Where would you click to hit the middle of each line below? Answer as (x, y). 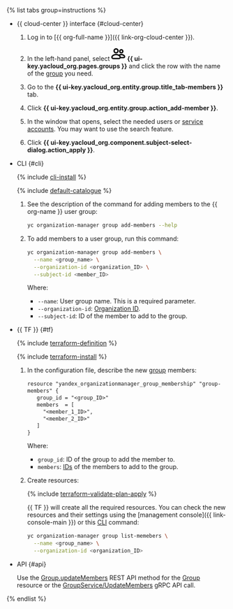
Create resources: (53, 480)
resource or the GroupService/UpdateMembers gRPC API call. (106, 585)
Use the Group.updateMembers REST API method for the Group (108, 578)
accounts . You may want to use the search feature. (100, 129)
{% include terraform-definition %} (67, 343)
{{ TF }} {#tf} (35, 330)
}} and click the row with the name (171, 66)
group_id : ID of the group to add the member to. (106, 459)
